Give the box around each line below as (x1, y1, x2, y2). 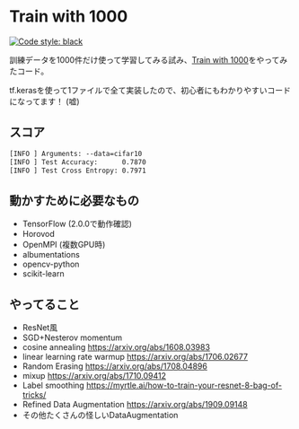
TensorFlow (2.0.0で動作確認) (22, 218, 133, 230)
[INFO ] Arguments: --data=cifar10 (9, 149, 143, 158)
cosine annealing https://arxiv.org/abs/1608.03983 (22, 342, 211, 352)
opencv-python (22, 258, 80, 270)
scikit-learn (22, 268, 65, 279)
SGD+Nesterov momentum (22, 332, 123, 343)
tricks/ (22, 390, 47, 400)
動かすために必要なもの (9, 193, 139, 208)
